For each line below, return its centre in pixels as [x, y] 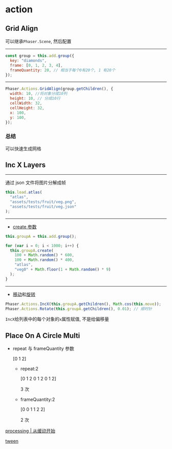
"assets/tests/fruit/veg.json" [43, 207]
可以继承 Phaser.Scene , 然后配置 [38, 41]
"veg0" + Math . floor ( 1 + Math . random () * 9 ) [63, 270]
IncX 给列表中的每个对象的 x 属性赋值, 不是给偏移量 [57, 319]
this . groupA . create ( [32, 250]
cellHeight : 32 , [27, 108]
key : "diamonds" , [28, 60]
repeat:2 [29, 369]
